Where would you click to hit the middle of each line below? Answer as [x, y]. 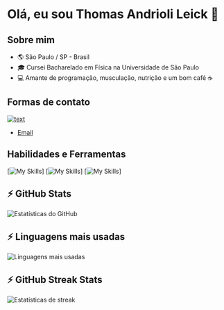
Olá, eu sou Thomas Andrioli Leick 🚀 [113, 14]
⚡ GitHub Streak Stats [55, 280]
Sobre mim [31, 40]
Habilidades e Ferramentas [67, 155]
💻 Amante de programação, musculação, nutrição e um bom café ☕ [115, 78]
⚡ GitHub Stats [39, 194]
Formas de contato [49, 103]
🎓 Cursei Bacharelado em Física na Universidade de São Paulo [108, 67]
